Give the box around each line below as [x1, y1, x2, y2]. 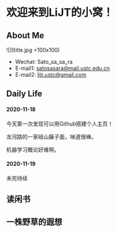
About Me [6, 30, 44, 40]
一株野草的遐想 [6, 217, 62, 227]
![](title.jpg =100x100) [6, 46, 60, 54]
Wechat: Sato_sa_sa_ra [15, 58, 73, 65]
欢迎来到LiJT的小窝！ [6, 5, 114, 19]
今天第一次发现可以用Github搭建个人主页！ [6, 120, 113, 127]
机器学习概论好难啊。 [6, 146, 59, 153]
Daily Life [6, 89, 42, 99]
